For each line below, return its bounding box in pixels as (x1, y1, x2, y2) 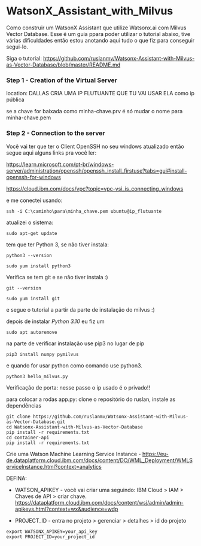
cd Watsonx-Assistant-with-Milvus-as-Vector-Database (6, 424, 144, 430)
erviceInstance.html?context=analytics (6, 463, 102, 470)
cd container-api (6, 435, 50, 441)
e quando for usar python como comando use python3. (6, 361, 142, 369)
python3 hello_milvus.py (6, 373, 68, 379)
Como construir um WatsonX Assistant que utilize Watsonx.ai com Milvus (6, 24, 187, 31)
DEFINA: (6, 475, 27, 482)
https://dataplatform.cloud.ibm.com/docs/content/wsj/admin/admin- (14, 499, 184, 506)
